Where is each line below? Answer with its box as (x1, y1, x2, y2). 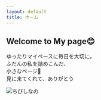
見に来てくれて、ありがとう (6, 75, 74, 82)
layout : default (6, 8, 47, 15)
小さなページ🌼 (6, 68, 41, 75)
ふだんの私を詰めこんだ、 (6, 60, 69, 67)
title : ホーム (6, 14, 39, 20)
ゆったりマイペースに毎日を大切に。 (6, 53, 96, 60)
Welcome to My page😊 (6, 36, 95, 46)
